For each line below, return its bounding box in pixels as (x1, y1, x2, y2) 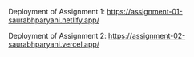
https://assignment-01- (107, 7, 183, 16)
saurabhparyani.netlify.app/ (8, 15, 100, 25)
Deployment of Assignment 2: (8, 31, 107, 40)
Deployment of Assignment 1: (8, 7, 106, 16)
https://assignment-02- (107, 31, 186, 40)
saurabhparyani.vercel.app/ (8, 39, 100, 49)
